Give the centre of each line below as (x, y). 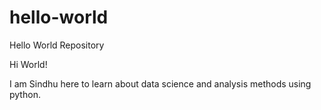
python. (25, 94)
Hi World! (28, 64)
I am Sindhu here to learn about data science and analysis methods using (160, 83)
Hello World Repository (57, 45)
